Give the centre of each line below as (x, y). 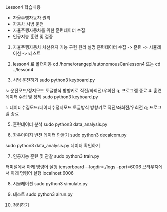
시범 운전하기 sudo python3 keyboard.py (54, 80)
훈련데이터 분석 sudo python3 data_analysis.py (60, 124)
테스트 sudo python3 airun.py (43, 194)
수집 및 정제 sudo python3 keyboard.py (58, 97)
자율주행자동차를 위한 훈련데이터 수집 (49, 30)
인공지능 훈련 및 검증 (33, 37)
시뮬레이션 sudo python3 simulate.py (50, 183)
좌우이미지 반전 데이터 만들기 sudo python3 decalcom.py (70, 135)
